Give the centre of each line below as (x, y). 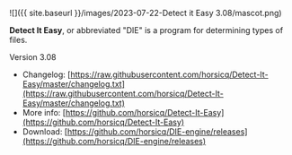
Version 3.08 (33, 57)
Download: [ (45, 132)
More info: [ (44, 112)
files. (18, 40)
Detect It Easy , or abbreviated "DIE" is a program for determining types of (146, 30)
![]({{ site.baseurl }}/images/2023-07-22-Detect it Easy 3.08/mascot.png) (146, 13)
